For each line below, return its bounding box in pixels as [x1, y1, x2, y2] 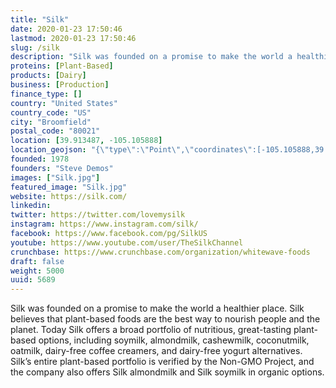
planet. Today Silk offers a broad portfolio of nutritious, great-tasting [10, 324, 292, 336]
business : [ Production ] [10, 80, 110, 90]
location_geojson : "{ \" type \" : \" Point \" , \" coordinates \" [10, 145, 253, 155]
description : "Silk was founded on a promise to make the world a [10, 52, 293, 62]
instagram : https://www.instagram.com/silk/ [10, 219, 199, 230]
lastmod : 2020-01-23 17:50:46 [10, 33, 137, 43]
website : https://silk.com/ [10, 191, 128, 201]
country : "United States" [10, 98, 118, 108]
